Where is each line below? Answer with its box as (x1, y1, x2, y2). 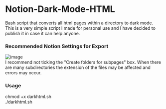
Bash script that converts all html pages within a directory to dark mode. (5, 20, 154, 26)
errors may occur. (5, 70, 42, 76)
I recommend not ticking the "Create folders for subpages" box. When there (5, 59, 161, 65)
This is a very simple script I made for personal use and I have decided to (5, 25, 156, 31)
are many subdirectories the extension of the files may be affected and (5, 64, 151, 70)
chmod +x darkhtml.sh (5, 93, 51, 100)
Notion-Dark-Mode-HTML (5, 3, 116, 15)
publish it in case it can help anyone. (5, 30, 80, 36)
